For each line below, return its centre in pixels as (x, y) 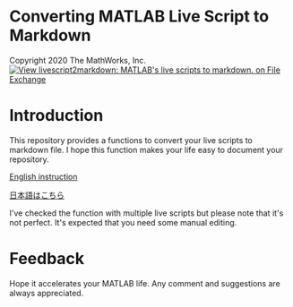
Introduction (56, 116)
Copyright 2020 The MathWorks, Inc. (78, 60)
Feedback (47, 259)
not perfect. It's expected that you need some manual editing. (123, 222)
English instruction (43, 176)
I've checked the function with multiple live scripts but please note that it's (146, 213)
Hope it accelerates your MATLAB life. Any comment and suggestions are (145, 283)
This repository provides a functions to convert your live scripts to (131, 140)
